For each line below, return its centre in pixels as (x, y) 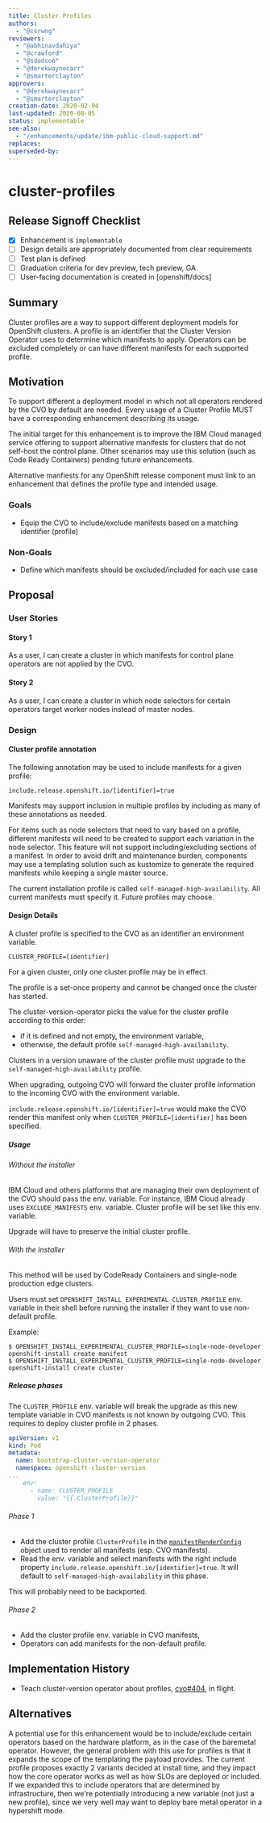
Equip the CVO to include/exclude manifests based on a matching (129, 523)
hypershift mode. (37, 1810)
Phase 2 (22, 1610)
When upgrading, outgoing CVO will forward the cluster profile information (132, 1084)
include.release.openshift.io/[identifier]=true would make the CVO (127, 1109)
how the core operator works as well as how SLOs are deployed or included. (135, 1776)
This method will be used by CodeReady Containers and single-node (123, 1274)
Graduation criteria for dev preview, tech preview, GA (108, 267)
